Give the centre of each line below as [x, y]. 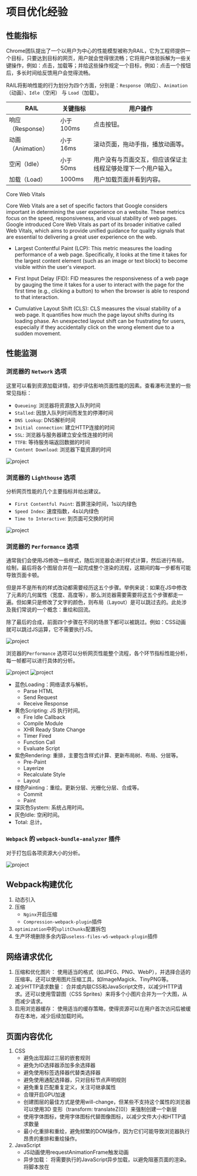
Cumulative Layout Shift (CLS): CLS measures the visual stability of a [98, 308]
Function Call [39, 742]
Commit [33, 794]
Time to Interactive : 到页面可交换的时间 [64, 518]
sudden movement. [38, 333]
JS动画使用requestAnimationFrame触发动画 [76, 1153]
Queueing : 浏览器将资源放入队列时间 [57, 405]
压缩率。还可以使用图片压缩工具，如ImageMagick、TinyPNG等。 [93, 979]
